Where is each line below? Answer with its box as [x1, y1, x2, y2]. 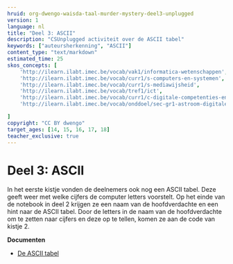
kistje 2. [7, 222, 30, 231]
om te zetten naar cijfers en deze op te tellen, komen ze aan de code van [7, 215, 216, 223]
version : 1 [7, 17, 39, 24]
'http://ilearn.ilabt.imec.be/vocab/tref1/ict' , [19, 88, 163, 94]
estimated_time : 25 [7, 56, 64, 63]
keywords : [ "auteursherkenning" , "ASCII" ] [7, 42, 132, 49]
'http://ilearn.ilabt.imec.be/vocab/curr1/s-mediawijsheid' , [19, 81, 200, 88]
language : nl [7, 23, 45, 30]
